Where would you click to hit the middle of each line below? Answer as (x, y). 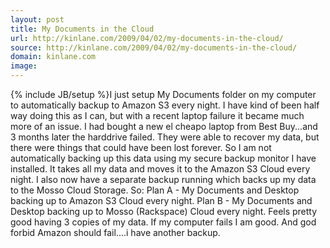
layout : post (37, 19)
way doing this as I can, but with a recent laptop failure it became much (157, 115)
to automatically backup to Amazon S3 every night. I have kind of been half (165, 105)
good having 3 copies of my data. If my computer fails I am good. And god (163, 222)
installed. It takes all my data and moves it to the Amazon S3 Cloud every (160, 169)
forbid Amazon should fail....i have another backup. (115, 232)
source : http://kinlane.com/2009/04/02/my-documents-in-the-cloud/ (154, 47)
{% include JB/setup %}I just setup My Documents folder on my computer (163, 94)
